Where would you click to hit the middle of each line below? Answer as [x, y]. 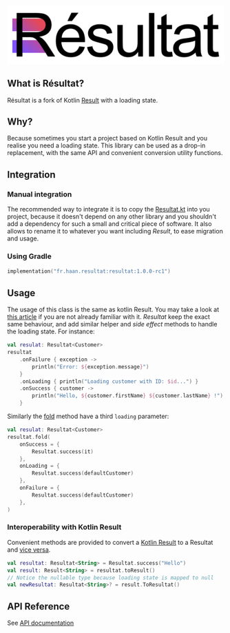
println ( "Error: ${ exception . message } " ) [91, 366]
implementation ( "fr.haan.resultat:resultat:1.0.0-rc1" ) [89, 271]
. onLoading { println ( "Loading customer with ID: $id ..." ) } [109, 381]
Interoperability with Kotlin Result [64, 527]
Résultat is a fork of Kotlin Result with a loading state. [83, 100]
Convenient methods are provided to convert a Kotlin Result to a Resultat [110, 542]
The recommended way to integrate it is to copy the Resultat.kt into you [108, 209]
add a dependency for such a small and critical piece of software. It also [109, 224]
